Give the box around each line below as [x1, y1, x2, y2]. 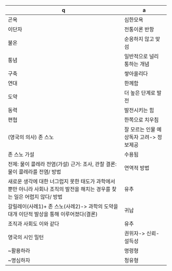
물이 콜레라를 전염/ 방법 [8, 168, 61, 175]
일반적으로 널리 [124, 53, 159, 60]
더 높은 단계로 [124, 89, 156, 96]
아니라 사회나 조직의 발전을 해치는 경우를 [18, 186, 111, 192]
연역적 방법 [124, 164, 149, 171]
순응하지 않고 [124, 35, 155, 43]
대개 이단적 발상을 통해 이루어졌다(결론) [8, 210, 98, 218]
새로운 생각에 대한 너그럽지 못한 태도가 [8, 178, 95, 185]
